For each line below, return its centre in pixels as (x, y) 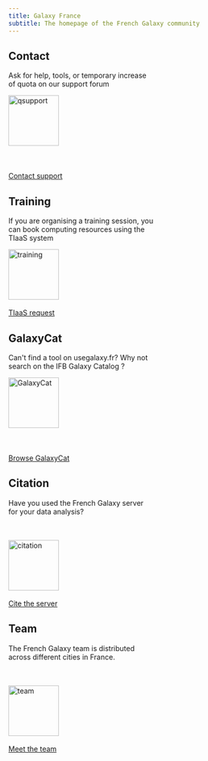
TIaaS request (31, 313)
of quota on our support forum (59, 84)
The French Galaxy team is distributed (72, 648)
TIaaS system (31, 238)
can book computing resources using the (77, 229)
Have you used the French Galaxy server (76, 502)
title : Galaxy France (45, 16)
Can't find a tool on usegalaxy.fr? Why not (78, 357)
